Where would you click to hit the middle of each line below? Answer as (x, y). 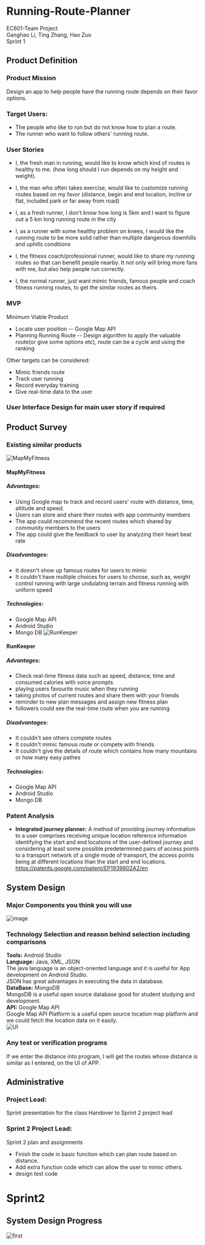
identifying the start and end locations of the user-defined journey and (104, 842)
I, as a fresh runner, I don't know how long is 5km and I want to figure (102, 213)
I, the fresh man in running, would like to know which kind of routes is (103, 163)
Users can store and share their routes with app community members (103, 515)
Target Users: (27, 113)
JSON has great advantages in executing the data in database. (85, 981)
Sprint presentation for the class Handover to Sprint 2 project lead (89, 1113)
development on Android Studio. (47, 975)
